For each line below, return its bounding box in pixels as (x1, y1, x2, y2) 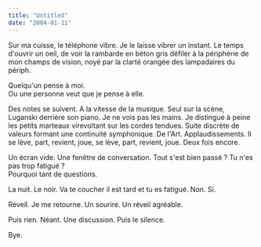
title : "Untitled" (8, 11, 68, 20)
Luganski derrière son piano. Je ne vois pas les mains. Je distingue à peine (8, 112, 251, 122)
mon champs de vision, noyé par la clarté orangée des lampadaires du (8, 56, 235, 67)
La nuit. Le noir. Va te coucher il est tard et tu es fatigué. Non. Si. (8, 184, 216, 194)
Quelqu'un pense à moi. (8, 80, 85, 90)
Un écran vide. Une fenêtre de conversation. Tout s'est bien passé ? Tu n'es (8, 152, 253, 162)
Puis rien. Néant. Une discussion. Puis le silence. (8, 215, 166, 224)
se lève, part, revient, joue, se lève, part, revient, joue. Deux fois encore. (8, 137, 241, 147)
